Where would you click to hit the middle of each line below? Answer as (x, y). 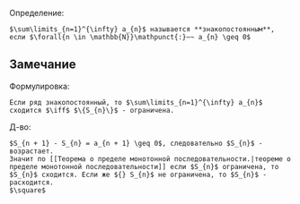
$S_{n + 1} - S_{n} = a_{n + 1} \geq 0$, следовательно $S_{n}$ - (136, 143)
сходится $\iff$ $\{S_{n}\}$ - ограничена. (92, 110)
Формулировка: (40, 86)
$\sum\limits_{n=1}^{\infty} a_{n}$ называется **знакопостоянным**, (142, 30)
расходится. (31, 183)
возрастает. (31, 151)
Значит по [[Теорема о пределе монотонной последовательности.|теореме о (150, 159)
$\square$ (28, 190)
